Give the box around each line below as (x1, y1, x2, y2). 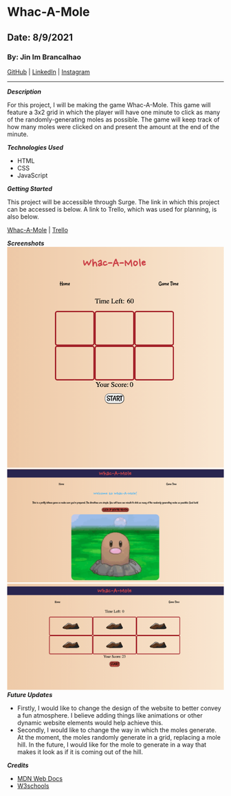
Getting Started (7, 184, 53, 192)
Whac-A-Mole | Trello (7, 225, 69, 234)
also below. (7, 212, 39, 221)
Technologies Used (7, 143, 64, 151)
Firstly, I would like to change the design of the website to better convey (16, 704, 221, 712)
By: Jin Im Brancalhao (7, 52, 81, 62)
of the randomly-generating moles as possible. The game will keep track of (7, 115, 220, 124)
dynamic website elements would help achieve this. (16, 719, 164, 727)
